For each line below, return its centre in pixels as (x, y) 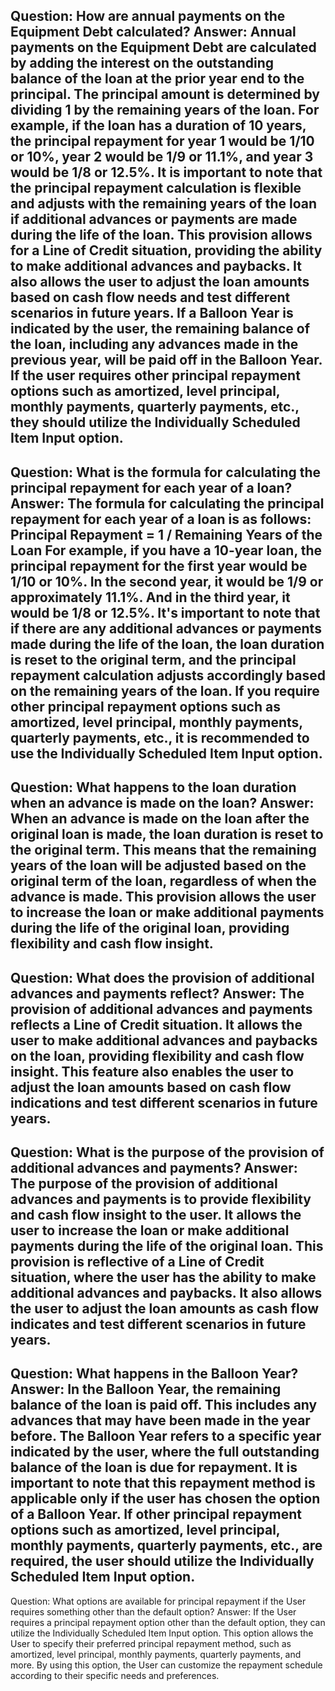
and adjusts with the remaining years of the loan (164, 204)
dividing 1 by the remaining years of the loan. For (165, 110)
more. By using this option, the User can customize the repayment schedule (166, 1665)
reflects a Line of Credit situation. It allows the (156, 1024)
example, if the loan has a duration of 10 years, (158, 125)
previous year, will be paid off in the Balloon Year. (166, 360)
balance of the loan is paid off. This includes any (164, 1405)
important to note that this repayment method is (163, 1483)
